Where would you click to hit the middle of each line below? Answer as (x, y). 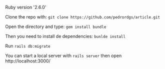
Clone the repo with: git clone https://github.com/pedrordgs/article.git (83, 17)
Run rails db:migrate (28, 46)
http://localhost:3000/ (28, 61)
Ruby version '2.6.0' (26, 7)
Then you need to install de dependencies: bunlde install (65, 36)
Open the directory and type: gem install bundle (56, 26)
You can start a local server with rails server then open (63, 55)
